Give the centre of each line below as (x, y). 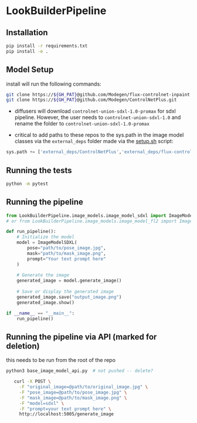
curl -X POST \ (32, 382)
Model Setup (30, 70)
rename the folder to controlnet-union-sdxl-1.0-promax (82, 124)
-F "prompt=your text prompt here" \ (65, 409)
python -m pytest (27, 184)
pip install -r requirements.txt (47, 46)
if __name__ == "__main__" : (40, 313)
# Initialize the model (46, 237)
